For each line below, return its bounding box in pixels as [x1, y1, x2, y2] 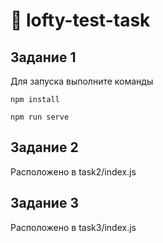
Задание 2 [10, 139, 79, 156]
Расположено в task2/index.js [10, 165, 137, 178]
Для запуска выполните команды [10, 75, 154, 87]
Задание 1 [10, 49, 77, 66]
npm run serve [10, 112, 70, 122]
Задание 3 [10, 195, 79, 212]
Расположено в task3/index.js [10, 221, 137, 233]
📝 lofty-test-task [10, 9, 151, 32]
